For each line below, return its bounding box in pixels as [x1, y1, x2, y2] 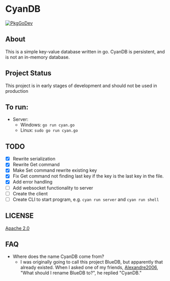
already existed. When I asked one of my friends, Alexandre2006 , [20, 265, 158, 271]
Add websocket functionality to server [12, 185, 93, 191]
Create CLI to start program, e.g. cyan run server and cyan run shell [12, 196, 159, 203]
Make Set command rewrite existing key [12, 167, 97, 173]
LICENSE [5, 211, 34, 220]
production [5, 88, 29, 94]
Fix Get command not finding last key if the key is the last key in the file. [12, 173, 164, 179]
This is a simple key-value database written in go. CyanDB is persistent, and [5, 48, 165, 54]
